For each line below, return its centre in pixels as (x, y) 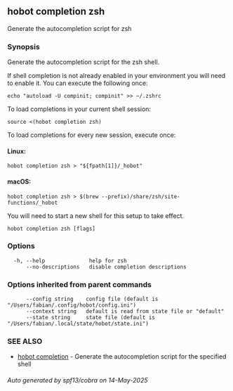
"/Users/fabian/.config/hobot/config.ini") (72, 305)
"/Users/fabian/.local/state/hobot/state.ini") (78, 324)
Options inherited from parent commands (80, 284)
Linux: (16, 151)
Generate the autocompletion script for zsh (69, 28)
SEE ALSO (25, 342)
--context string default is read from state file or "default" (125, 312)
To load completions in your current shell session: (79, 109)
